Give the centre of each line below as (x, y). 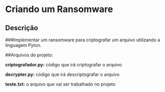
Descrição (22, 28)
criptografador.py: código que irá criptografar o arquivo (64, 65)
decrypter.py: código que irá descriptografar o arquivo (62, 74)
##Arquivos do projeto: (29, 55)
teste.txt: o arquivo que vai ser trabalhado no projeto (60, 84)
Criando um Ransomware (59, 9)
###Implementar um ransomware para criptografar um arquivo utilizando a (83, 40)
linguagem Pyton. (23, 45)
